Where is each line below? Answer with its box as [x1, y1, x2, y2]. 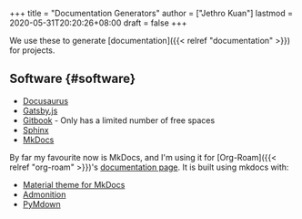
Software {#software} [9, 71, 136, 87]
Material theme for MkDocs [22, 179, 126, 190]
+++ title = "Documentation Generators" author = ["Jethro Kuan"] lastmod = [9, 8, 294, 18]
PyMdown [22, 198, 61, 209]
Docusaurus [22, 95, 69, 106]
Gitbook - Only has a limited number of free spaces [22, 114, 216, 126]
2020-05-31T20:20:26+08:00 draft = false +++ [9, 17, 188, 28]
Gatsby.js [22, 105, 58, 116]
